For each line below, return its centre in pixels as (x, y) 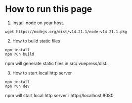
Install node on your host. (38, 23)
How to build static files (36, 41)
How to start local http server (42, 73)
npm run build (20, 54)
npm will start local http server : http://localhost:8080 (59, 95)
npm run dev (17, 86)
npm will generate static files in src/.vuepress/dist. (56, 63)
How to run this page (49, 9)
